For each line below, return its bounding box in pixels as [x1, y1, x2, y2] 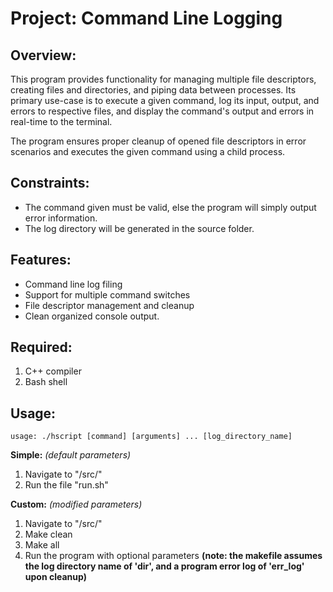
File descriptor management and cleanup [24, 299, 195, 311]
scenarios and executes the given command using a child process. [10, 146, 286, 157]
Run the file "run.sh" [24, 479, 109, 491]
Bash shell [24, 376, 68, 388]
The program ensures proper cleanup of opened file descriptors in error [10, 135, 307, 147]
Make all [24, 539, 60, 551]
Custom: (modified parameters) [10, 498, 143, 511]
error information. [24, 212, 98, 224]
